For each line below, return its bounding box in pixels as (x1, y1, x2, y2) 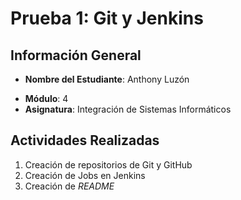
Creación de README (24, 180, 115, 192)
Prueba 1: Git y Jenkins (10, 7, 204, 30)
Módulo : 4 (24, 93, 69, 104)
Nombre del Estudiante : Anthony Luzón (24, 73, 190, 85)
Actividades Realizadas (10, 132, 160, 149)
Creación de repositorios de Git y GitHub (24, 158, 193, 171)
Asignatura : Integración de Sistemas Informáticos (24, 103, 232, 115)
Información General (10, 47, 142, 64)
